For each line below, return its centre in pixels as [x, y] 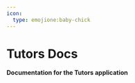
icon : [14, 13]
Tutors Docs [42, 54]
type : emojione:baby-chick [52, 20]
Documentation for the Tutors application [67, 73]
